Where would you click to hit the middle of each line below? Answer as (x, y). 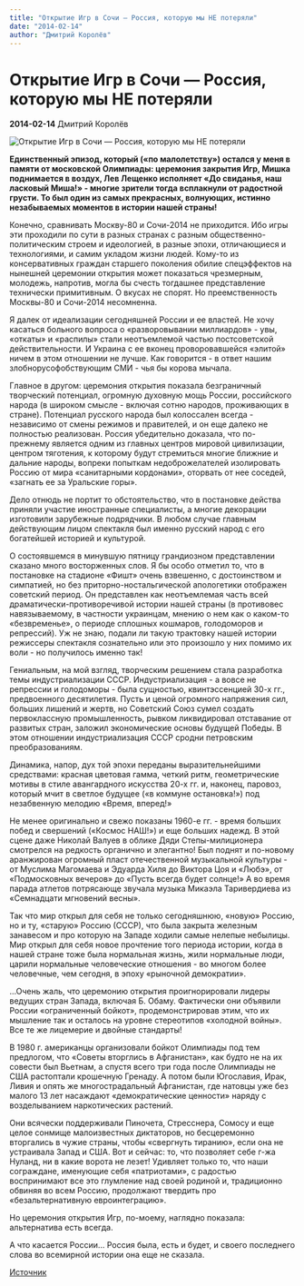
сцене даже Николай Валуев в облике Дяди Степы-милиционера (136, 840)
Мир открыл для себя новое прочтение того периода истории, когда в (146, 945)
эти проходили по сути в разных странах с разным (109, 235)
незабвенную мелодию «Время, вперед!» (91, 804)
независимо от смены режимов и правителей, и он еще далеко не (139, 424)
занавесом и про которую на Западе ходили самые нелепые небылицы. (150, 935)
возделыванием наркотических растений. (92, 1105)
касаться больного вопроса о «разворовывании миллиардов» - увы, (143, 330)
